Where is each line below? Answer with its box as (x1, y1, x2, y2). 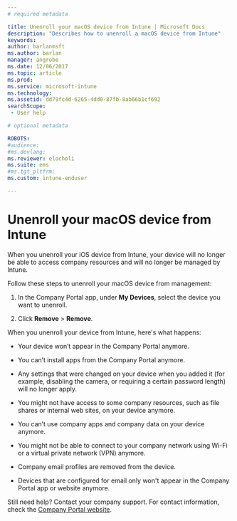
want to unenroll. (17, 300, 68, 309)
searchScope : (7, 102, 46, 110)
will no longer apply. (17, 384, 77, 393)
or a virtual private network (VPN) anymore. (17, 448, 146, 457)
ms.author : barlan (7, 50, 62, 57)
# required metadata (7, 10, 69, 18)
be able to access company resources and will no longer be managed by (7, 258, 221, 266)
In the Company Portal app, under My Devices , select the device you (17, 293, 221, 301)
